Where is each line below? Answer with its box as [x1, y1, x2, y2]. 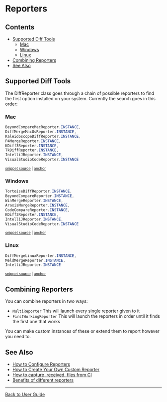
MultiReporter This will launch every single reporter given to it [12, 308, 140, 314]
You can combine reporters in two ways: [5, 298, 88, 304]
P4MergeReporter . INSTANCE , [5, 138, 61, 144]
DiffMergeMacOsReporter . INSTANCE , [5, 129, 77, 134]
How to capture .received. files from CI [12, 372, 92, 378]
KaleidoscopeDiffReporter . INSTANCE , [5, 134, 81, 139]
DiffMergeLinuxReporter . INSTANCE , [5, 253, 77, 258]
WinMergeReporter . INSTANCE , [5, 198, 64, 203]
